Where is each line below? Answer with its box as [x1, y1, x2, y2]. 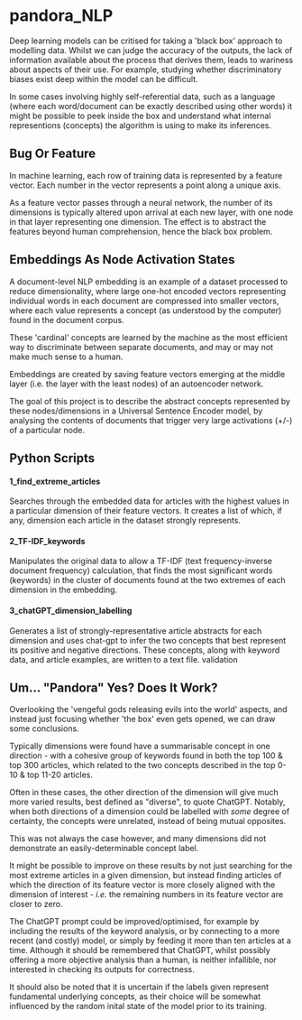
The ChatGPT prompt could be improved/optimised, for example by [9, 916, 260, 927]
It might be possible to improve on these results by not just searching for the [9, 860, 293, 871]
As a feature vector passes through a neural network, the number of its [9, 197, 273, 208]
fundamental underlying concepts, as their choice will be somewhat [9, 991, 261, 1002]
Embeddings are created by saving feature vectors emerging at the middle [9, 368, 286, 379]
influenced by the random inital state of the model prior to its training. [9, 1001, 268, 1012]
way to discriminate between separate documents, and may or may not [9, 341, 273, 352]
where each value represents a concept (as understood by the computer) [9, 304, 282, 316]
